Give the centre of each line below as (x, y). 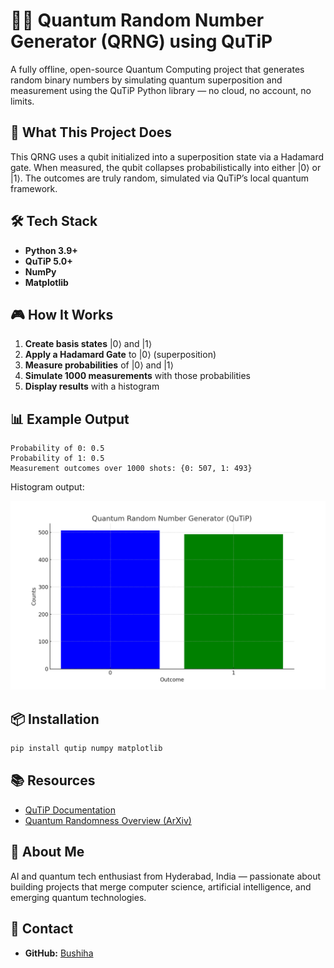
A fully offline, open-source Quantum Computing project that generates (157, 69)
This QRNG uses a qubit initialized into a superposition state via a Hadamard (167, 156)
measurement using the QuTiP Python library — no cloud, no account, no (161, 90)
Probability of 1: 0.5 (57, 459)
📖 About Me (47, 852)
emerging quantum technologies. (78, 897)
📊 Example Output (70, 419)
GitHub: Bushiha (59, 953)
